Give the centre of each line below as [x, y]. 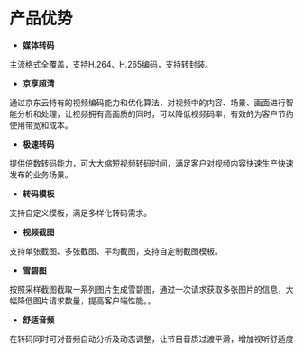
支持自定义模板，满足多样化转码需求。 [80, 213]
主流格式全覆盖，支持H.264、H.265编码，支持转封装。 [111, 64]
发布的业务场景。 [41, 174]
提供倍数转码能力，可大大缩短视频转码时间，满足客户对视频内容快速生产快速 [151, 163]
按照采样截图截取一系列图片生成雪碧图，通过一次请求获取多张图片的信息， [147, 289]
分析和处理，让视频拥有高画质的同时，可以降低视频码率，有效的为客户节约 [155, 113]
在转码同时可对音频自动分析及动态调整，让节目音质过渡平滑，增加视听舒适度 [151, 339]
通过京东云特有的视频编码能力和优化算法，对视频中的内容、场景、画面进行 [147, 102]
